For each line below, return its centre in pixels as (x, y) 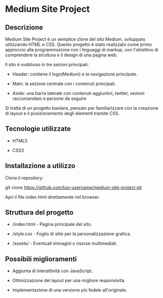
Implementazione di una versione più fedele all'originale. (70, 290)
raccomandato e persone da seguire (49, 98)
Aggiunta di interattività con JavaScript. (52, 271)
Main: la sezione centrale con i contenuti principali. (64, 84)
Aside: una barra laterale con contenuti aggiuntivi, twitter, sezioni (78, 93)
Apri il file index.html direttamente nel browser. (53, 197)
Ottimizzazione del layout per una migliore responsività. (69, 281)
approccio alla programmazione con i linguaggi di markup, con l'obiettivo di (82, 50)
